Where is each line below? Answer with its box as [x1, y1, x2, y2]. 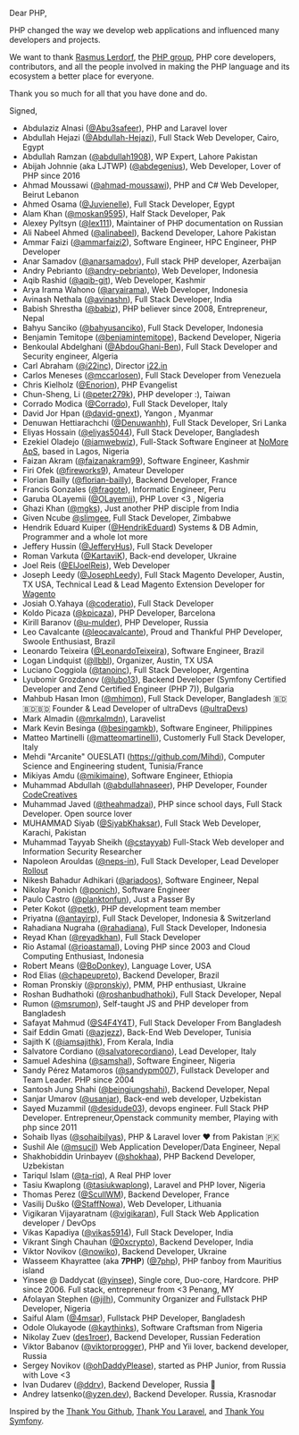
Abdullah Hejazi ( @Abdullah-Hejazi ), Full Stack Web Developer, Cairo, [21, 132, 279, 142]
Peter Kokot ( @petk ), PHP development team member [21, 904, 221, 913]
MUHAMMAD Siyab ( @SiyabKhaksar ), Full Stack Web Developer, [21, 818, 262, 828]
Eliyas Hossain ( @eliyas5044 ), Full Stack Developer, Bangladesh [21, 427, 261, 437]
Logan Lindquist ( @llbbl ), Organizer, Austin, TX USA [21, 655, 214, 666]
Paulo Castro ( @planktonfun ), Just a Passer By [21, 894, 195, 904]
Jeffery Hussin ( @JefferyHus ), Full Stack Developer [21, 541, 213, 551]
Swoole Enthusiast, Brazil [21, 636, 116, 647]
